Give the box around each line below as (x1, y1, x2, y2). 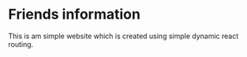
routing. (8, 39, 34, 48)
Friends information (8, 5, 140, 23)
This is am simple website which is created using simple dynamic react (8, 31, 239, 41)
